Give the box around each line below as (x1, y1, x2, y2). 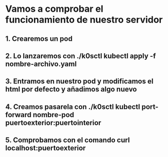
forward (5, 110, 32, 119)
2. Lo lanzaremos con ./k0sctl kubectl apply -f (5, 52, 156, 60)
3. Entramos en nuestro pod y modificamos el (5, 77, 154, 86)
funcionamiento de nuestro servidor (5, 14, 163, 26)
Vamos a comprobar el (5, 3, 104, 15)
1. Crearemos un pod (5, 34, 73, 43)
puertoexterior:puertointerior (5, 118, 102, 127)
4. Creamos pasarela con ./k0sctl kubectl (5, 102, 140, 111)
